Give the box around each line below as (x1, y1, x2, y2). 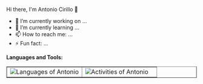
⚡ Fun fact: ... (14, 40, 48, 47)
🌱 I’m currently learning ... (14, 24, 80, 31)
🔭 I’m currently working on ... (14, 18, 87, 24)
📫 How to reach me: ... (14, 31, 73, 37)
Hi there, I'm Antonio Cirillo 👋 (6, 6, 79, 13)
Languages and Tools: (6, 54, 63, 60)
